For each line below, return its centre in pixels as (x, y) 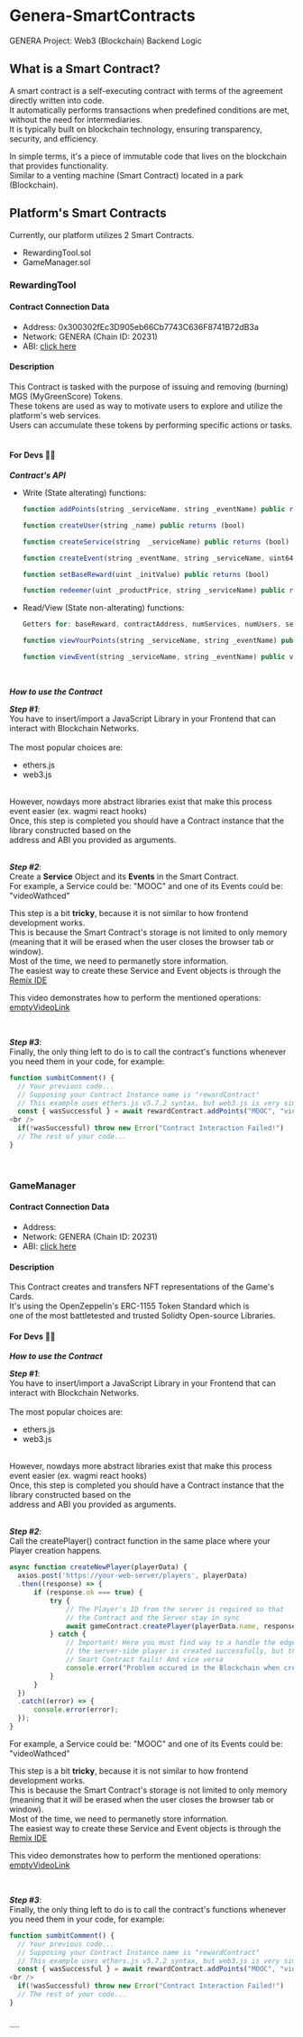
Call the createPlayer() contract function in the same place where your (140, 1541)
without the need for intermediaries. (76, 119)
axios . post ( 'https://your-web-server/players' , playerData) (133, 1576)
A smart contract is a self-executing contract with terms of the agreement (146, 90)
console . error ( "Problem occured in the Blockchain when (173, 1668)
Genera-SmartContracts (102, 16)
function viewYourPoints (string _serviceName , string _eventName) (150, 641)
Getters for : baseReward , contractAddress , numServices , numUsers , (152, 624)
